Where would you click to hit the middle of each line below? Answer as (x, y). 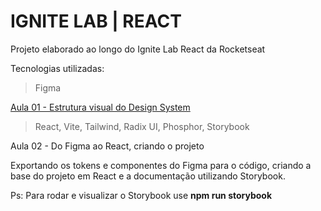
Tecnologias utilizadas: (57, 68)
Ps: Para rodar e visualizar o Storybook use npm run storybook (141, 195)
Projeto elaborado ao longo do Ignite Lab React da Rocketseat (138, 49)
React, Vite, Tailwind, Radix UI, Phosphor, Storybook (142, 126)
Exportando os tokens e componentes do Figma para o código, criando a (161, 165)
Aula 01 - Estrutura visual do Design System (100, 107)
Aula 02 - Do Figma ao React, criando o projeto (107, 146)
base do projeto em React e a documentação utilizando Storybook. (148, 176)
